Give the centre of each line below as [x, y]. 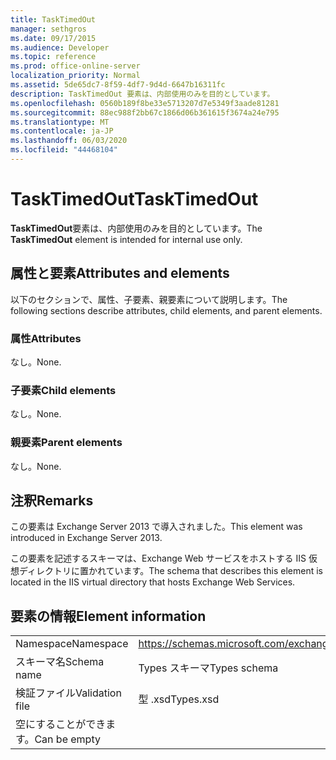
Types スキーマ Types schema [208, 668]
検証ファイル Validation [68, 693]
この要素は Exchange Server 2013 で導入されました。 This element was [156, 527]
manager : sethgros [48, 29]
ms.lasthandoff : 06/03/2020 [69, 141]
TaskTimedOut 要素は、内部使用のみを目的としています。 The [136, 228]
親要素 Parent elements [66, 443]
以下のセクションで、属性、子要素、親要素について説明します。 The [149, 299]
